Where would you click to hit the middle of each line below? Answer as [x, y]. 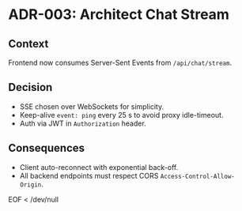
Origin [30, 185]
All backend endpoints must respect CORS [89, 175]
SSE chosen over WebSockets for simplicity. [92, 106]
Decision [30, 87]
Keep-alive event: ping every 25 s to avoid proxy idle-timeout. [121, 115]
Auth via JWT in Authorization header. [83, 123]
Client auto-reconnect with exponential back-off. [99, 167]
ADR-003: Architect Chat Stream [119, 15]
